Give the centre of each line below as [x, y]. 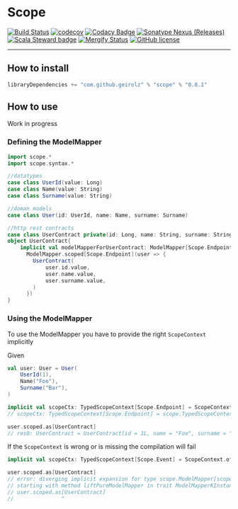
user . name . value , [71, 274]
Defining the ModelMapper [55, 142]
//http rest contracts [41, 228]
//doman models [30, 208]
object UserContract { [39, 241]
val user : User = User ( [42, 368]
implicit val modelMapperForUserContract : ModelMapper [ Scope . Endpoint [126, 248]
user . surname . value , [75, 280]
